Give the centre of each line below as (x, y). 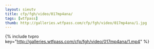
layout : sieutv (20, 9)
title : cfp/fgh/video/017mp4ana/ (39, 14)
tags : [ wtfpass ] (21, 18)
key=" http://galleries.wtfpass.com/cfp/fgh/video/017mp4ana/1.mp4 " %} (77, 42)
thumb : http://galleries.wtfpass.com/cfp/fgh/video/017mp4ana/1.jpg (76, 23)
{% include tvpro (22, 37)
